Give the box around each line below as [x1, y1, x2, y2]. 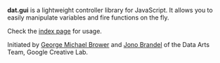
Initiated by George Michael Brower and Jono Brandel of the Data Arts [7, 41, 209, 48]
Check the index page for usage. [7, 27, 102, 35]
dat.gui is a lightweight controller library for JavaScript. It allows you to [7, 6, 213, 14]
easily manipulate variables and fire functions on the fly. [7, 13, 169, 22]
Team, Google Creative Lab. [7, 48, 89, 56]
